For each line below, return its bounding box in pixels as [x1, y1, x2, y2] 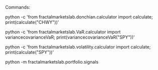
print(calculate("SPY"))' [5, 49, 54, 55]
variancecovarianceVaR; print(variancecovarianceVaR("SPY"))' [5, 34, 135, 40]
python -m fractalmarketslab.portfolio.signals [5, 59, 99, 64]
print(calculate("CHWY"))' [5, 19, 59, 25]
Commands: [5, 4, 31, 10]
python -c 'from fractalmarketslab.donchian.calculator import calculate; [5, 14, 153, 19]
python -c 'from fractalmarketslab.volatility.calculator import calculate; [5, 44, 151, 49]
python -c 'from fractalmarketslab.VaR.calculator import [5, 29, 121, 34]
